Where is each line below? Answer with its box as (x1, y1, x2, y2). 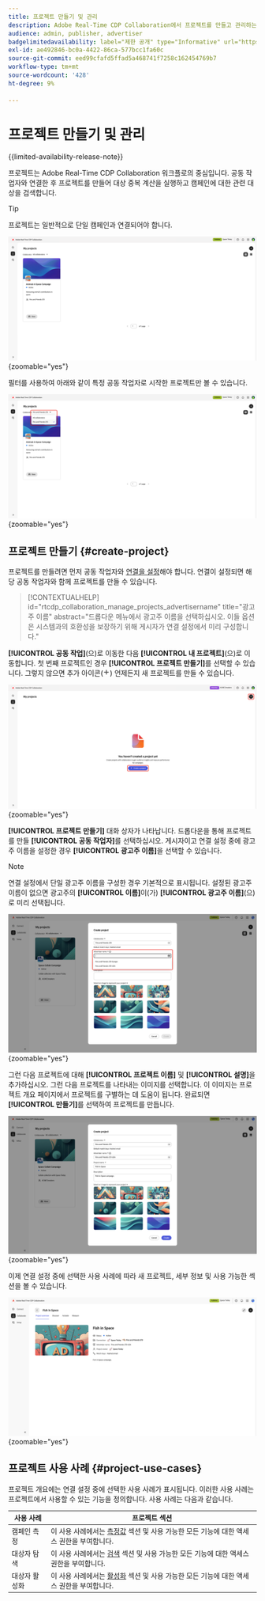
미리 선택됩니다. (16, 898, 65, 908)
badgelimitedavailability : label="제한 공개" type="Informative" (8, 38, 221, 46)
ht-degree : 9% (8, 79, 55, 87)
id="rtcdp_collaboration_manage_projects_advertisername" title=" (27, 602, 243, 612)
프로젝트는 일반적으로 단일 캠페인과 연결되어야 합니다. (8, 220, 173, 230)
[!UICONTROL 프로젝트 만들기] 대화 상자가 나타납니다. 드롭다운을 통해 (8, 826, 225, 836)
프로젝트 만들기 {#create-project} (8, 544, 170, 558)
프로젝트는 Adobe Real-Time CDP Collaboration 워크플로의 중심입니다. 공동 (8, 169, 244, 178)
